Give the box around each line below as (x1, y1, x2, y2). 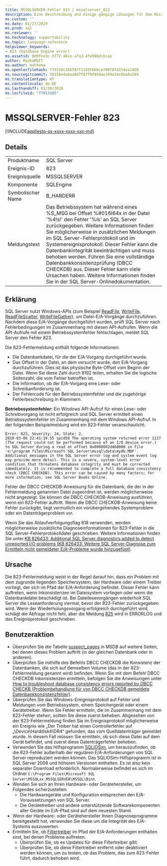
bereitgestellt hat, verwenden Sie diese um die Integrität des (12, 818, 136, 824)
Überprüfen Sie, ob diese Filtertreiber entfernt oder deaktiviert (19, 844, 148, 851)
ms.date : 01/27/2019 (5, 21, 48, 26)
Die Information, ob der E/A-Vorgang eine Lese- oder (12, 380, 121, 386)
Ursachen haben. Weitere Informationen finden (46, 272, 156, 279)
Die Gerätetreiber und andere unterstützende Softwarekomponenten (19, 802, 160, 808)
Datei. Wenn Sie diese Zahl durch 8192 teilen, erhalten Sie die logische (12, 370, 157, 376)
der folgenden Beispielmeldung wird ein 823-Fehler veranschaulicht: (5, 421, 146, 428)
